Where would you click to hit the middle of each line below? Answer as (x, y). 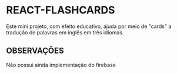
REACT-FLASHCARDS (61, 10)
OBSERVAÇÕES (35, 51)
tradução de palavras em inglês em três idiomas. (65, 32)
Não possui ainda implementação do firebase (61, 65)
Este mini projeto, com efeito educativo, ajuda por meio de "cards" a (89, 26)
